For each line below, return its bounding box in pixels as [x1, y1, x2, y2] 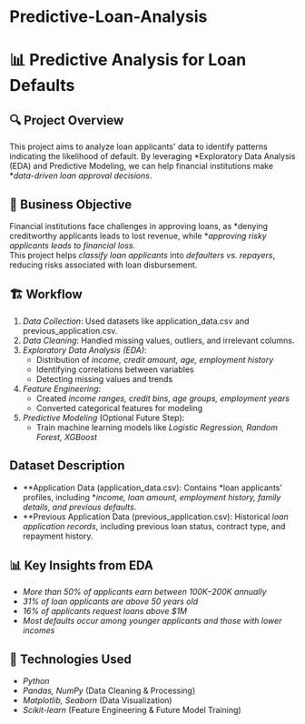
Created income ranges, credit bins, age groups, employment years [35, 393, 290, 404]
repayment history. [22, 530, 93, 541]
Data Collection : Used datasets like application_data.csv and [22, 316, 250, 327]
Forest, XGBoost [35, 431, 98, 442]
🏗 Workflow [9, 287, 84, 302]
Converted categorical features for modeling [35, 402, 203, 413]
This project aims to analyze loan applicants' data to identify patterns [9, 141, 268, 152]
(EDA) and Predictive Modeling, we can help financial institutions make [9, 161, 274, 172]
